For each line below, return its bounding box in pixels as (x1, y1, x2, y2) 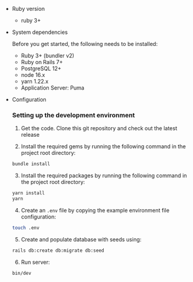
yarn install (11, 190, 45, 196)
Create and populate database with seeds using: (21, 235, 142, 243)
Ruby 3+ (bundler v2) (21, 52, 74, 59)
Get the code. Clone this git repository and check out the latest (21, 125, 177, 132)
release (21, 131, 40, 139)
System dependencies (11, 28, 68, 36)
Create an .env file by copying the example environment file (21, 206, 170, 214)
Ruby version (11, 5, 45, 12)
